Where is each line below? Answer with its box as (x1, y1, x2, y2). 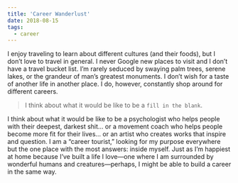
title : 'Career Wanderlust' (7, 10, 91, 18)
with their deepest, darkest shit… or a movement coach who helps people (7, 122, 223, 131)
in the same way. (7, 167, 57, 176)
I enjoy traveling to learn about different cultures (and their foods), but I (7, 50, 215, 58)
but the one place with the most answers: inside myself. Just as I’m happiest (7, 145, 231, 153)
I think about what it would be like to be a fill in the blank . (24, 101, 202, 110)
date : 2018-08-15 (7, 17, 59, 24)
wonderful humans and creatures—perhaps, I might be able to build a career (7, 160, 232, 169)
